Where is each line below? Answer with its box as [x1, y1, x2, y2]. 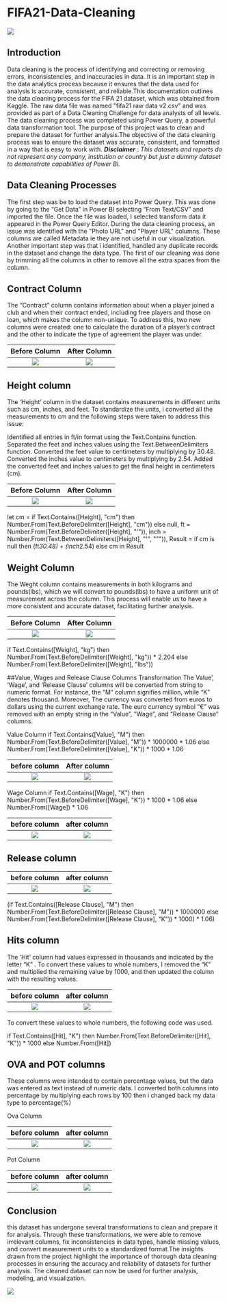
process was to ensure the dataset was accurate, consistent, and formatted [7, 138, 220, 146]
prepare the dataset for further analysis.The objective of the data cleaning [7, 130, 216, 138]
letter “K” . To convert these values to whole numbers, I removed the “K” [7, 960, 211, 968]
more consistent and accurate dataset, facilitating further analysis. [7, 602, 194, 610]
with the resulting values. [7, 975, 78, 983]
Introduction [7, 47, 62, 59]
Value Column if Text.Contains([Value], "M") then [7, 731, 145, 738]
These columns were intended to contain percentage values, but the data [7, 1077, 214, 1085]
